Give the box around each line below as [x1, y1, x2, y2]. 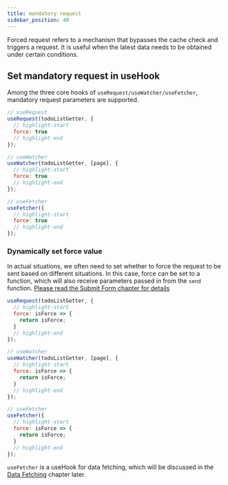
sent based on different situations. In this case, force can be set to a [7, 270, 200, 278]
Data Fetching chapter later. [7, 471, 86, 479]
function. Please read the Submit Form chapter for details [7, 284, 170, 293]
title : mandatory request [7, 10, 81, 17]
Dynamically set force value [7, 246, 103, 256]
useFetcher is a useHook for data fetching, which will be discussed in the [7, 463, 214, 471]
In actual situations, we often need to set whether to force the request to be [7, 262, 222, 270]
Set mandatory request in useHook [7, 70, 160, 81]
